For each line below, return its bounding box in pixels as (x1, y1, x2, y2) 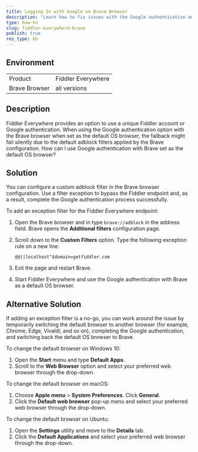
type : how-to (6, 19, 38, 25)
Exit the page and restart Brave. (14, 264, 92, 271)
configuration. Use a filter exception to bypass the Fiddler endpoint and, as (6, 190, 188, 197)
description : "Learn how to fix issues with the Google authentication (6, 14, 186, 20)
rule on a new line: (14, 242, 60, 250)
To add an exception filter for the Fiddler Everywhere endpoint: (6, 207, 159, 215)
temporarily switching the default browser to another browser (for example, (6, 321, 189, 328)
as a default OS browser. (14, 282, 75, 289)
